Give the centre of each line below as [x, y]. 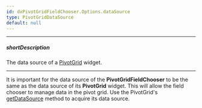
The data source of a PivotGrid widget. [54, 63]
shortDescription [28, 47]
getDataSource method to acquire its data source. [68, 98]
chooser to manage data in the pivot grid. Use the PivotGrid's [82, 92]
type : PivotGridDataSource [40, 17]
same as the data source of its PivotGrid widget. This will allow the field [95, 86]
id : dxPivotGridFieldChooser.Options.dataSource [68, 12]
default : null [24, 23]
